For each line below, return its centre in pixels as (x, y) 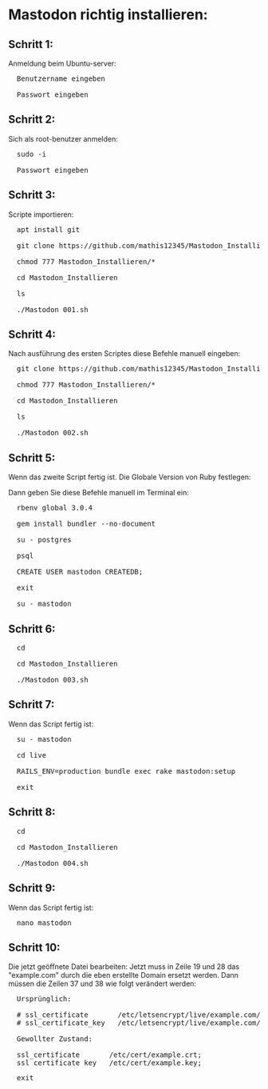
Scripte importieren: (41, 214)
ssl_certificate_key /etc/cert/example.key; (109, 1063)
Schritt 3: (32, 195)
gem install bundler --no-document (86, 524)
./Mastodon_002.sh (53, 433)
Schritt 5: (32, 458)
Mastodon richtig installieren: (108, 15)
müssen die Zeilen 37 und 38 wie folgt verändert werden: (102, 984)
